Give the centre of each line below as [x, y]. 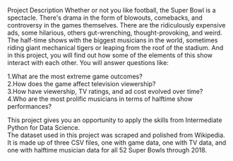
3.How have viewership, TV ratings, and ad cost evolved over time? [105, 91]
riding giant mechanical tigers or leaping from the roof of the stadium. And [115, 48]
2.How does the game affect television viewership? [82, 84]
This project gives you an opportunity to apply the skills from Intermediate [115, 120]
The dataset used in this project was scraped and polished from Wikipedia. [116, 135]
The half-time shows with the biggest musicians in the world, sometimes [113, 40]
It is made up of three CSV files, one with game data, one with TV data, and [117, 143]
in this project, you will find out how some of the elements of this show [110, 55]
